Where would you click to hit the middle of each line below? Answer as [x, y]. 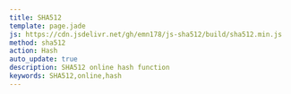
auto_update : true [43, 59]
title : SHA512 [36, 17]
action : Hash [34, 51]
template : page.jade [48, 26]
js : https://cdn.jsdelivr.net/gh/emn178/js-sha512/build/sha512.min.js [145, 34]
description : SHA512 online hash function [90, 68]
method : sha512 [38, 43]
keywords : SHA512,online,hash [66, 76]
